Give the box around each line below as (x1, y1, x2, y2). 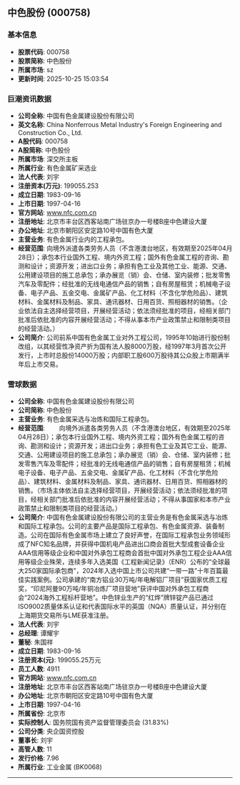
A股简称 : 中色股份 (17, 146, 71, 154)
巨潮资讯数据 (7, 93, 52, 103)
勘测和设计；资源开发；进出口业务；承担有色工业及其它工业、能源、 (30, 442, 231, 450)
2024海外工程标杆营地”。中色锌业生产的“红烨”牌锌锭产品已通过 (26, 593, 214, 602)
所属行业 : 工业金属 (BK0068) (17, 763, 102, 771)
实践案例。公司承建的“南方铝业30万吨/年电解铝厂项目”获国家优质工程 (24, 575, 228, 584)
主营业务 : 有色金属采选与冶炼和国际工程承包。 (17, 415, 154, 423)
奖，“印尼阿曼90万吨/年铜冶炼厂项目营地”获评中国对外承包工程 (17, 584, 203, 593)
